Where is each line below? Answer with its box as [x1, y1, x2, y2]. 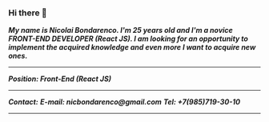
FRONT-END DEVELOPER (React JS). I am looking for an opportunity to [8, 34, 248, 43]
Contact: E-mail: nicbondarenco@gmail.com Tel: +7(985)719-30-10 [8, 97, 241, 107]
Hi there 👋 [8, 7, 48, 18]
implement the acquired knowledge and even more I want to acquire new [8, 43, 256, 52]
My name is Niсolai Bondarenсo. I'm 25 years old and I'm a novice [8, 26, 234, 35]
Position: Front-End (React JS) [8, 74, 112, 83]
